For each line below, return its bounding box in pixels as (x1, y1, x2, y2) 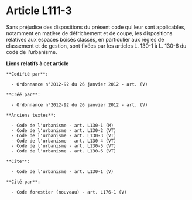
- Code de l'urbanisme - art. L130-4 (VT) (11, 138, 116, 144)
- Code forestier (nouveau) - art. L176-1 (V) (11, 189, 127, 195)
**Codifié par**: (6, 71, 49, 77)
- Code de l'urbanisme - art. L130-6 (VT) (11, 148, 116, 154)
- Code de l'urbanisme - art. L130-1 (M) (11, 122, 114, 128)
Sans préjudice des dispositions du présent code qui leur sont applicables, (6, 23, 186, 30)
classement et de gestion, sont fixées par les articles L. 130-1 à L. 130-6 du (6, 42, 187, 49)
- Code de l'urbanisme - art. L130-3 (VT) (11, 133, 116, 138)
